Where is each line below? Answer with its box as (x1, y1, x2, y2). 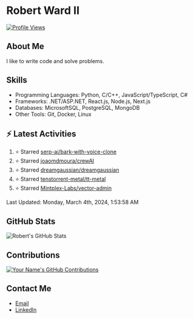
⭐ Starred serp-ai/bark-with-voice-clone (15, 148, 117, 155)
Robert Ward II (6, 4, 80, 18)
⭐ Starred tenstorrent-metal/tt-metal (15, 175, 106, 183)
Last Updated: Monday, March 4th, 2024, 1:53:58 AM (6, 198, 139, 206)
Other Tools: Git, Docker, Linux (15, 110, 92, 118)
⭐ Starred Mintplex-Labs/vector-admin (15, 184, 112, 192)
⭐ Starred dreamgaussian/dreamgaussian (15, 166, 119, 173)
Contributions (6, 250, 60, 260)
